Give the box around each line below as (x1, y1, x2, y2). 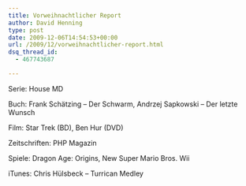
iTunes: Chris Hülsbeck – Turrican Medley (8, 169, 144, 178)
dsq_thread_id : (8, 48, 58, 56)
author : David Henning (8, 19, 83, 27)
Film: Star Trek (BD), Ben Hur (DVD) (8, 123, 124, 132)
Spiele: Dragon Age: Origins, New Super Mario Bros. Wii (8, 153, 190, 162)
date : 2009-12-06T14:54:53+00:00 (8, 33, 118, 42)
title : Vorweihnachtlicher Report (8, 11, 122, 20)
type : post (8, 26, 44, 34)
